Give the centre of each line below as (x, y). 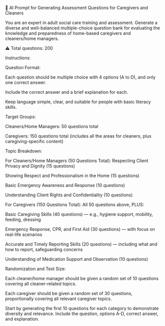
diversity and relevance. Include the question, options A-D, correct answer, (82, 314)
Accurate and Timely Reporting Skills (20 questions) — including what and (81, 244)
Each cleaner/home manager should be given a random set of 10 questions (82, 278)
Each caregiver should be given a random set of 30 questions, (69, 293)
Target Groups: (21, 117)
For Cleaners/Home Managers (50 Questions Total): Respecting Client (77, 161)
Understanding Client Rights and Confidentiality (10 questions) (69, 195)
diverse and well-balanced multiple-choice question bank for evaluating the (82, 28)
